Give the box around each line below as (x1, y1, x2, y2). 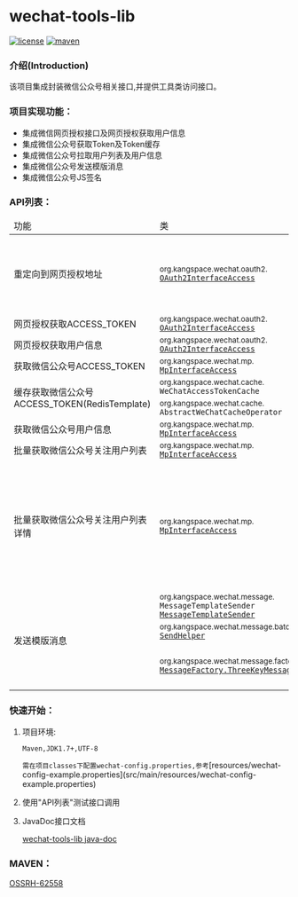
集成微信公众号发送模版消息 (21, 161, 124, 171)
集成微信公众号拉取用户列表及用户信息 (21, 149, 162, 161)
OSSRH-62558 (9, 878, 64, 889)
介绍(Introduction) (9, 59, 89, 72)
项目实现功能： (9, 106, 74, 118)
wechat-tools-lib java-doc (21, 833, 117, 844)
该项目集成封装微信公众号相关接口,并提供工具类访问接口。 (9, 82, 222, 92)
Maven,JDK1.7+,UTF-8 (21, 744, 98, 753)
